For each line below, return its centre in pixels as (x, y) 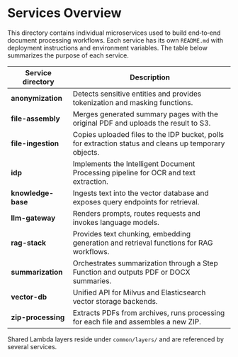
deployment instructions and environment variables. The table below (107, 48)
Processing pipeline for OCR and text (134, 172)
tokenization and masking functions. (133, 102)
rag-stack (28, 243)
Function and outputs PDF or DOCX (131, 272)
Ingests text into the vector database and (141, 193)
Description (150, 77)
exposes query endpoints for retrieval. (136, 202)
